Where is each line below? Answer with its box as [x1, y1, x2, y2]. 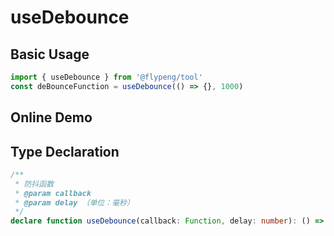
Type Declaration [10, 143, 120, 160]
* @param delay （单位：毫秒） [14, 197, 135, 208]
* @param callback [14, 188, 92, 198]
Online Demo [10, 109, 93, 126]
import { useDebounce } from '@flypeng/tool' [10, 72, 203, 82]
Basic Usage [10, 46, 90, 63]
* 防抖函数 [14, 179, 55, 189]
